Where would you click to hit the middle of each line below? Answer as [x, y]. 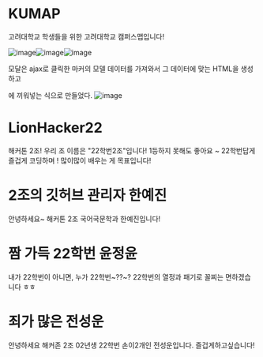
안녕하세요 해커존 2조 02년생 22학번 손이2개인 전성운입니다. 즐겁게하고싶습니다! [131, 345]
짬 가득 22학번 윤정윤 [73, 254]
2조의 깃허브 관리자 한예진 [88, 195]
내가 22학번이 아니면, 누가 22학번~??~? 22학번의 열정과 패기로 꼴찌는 [116, 276]
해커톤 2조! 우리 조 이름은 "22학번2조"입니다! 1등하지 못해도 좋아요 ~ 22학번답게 [132, 150]
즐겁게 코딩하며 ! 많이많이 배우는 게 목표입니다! [80, 160]
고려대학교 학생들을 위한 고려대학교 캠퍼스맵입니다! [86, 36]
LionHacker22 [55, 128]
